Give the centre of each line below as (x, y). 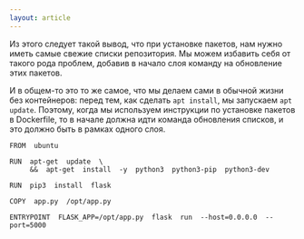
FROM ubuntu (34, 145)
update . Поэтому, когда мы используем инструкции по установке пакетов (152, 109)
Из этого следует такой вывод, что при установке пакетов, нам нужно (146, 44)
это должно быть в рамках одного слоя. (88, 129)
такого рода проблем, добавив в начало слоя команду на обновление (146, 63)
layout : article (40, 18)
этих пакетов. (36, 73)
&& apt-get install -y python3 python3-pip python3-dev (150, 169)
